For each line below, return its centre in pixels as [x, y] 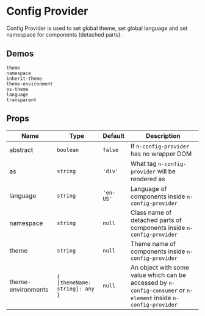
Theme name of [153, 243]
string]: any [76, 289]
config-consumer [154, 290]
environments [29, 289]
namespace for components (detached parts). [64, 34]
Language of [149, 189]
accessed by [149, 282]
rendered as [148, 179]
